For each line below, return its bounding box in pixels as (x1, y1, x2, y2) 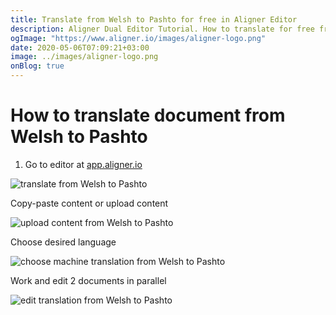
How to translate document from (10, 104, 286, 127)
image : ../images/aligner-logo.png (10, 52, 159, 62)
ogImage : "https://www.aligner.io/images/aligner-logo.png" (10, 33, 267, 43)
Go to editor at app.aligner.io (24, 158, 143, 170)
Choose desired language (10, 236, 117, 248)
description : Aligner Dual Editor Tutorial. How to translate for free (10, 24, 315, 34)
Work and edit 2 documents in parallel (10, 274, 167, 286)
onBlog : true (10, 61, 65, 71)
